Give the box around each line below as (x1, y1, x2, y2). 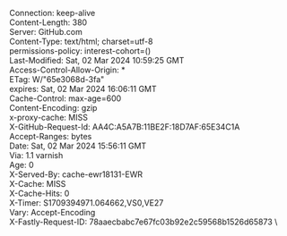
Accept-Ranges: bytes (9, 131, 92, 141)
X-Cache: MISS (9, 179, 66, 189)
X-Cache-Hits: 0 (9, 188, 70, 198)
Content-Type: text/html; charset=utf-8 (9, 36, 153, 46)
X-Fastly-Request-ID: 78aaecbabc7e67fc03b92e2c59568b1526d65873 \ (9, 216, 278, 227)
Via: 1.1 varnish (9, 150, 64, 160)
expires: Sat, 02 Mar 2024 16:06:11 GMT (9, 84, 157, 94)
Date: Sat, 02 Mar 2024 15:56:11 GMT (9, 140, 147, 151)
